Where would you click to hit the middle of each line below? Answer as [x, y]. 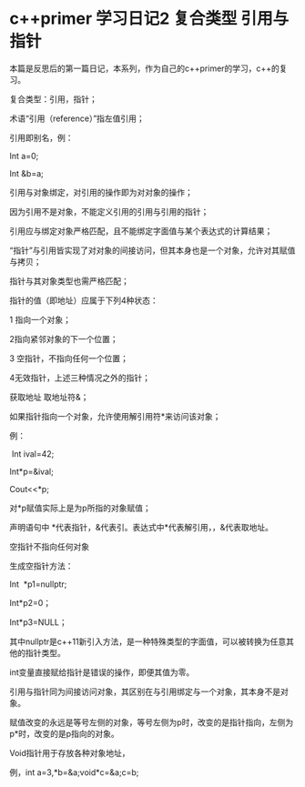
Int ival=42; [33, 454]
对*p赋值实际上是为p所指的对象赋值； [81, 508]
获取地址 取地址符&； [49, 397]
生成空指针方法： [41, 566]
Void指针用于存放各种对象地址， [70, 752]
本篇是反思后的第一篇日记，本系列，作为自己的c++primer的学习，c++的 [145, 68]
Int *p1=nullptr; [38, 584]
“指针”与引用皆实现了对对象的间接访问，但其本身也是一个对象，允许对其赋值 [152, 250]
